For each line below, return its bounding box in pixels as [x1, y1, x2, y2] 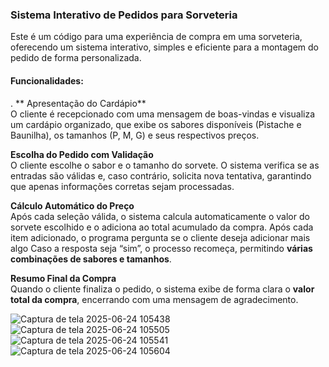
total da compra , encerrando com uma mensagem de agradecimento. [10, 293, 299, 305]
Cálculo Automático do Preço [10, 199, 135, 212]
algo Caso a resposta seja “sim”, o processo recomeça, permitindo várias [10, 242, 313, 254]
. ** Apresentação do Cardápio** [10, 97, 147, 109]
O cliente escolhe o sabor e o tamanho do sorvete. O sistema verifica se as [10, 159, 320, 171]
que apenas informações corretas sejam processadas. [10, 180, 235, 192]
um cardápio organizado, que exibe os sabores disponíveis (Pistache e [10, 118, 302, 130]
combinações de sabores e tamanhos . [10, 253, 172, 265]
